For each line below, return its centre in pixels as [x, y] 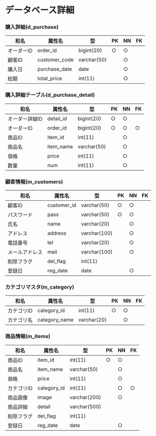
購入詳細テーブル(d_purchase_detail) [50, 95]
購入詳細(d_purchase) [32, 27]
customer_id [62, 205]
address [57, 233]
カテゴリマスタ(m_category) [40, 287]
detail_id [57, 119]
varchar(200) [85, 397]
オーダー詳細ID [25, 119]
